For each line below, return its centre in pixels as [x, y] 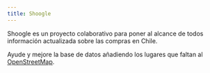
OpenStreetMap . [31, 62]
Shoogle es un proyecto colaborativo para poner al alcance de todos [105, 33]
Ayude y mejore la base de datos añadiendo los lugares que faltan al [105, 54]
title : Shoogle [29, 14]
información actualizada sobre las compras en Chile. [82, 41]
